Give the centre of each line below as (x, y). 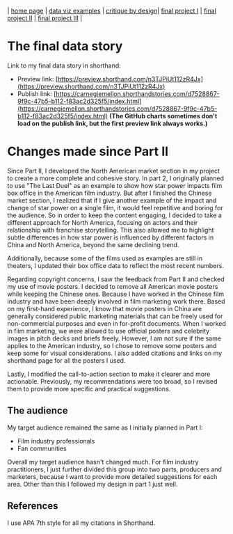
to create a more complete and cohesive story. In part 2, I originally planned (116, 178)
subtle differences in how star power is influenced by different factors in (111, 237)
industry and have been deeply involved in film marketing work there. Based (116, 301)
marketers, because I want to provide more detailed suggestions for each (112, 476)
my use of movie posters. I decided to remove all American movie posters (113, 286)
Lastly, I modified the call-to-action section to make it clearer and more (109, 374)
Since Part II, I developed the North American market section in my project (114, 171)
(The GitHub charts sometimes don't (163, 116)
